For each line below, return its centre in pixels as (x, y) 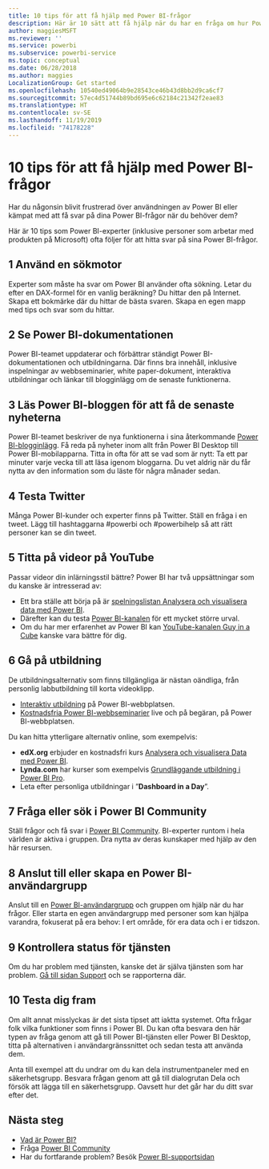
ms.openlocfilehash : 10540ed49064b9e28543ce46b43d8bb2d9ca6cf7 (116, 90)
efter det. (24, 1095)
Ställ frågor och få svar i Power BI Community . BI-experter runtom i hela (127, 831)
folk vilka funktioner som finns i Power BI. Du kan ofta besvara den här (124, 1028)
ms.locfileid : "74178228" (51, 128)
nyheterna (35, 417)
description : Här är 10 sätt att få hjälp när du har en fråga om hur (128, 23)
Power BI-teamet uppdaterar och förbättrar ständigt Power (105, 354)
